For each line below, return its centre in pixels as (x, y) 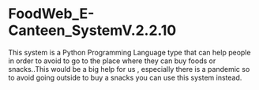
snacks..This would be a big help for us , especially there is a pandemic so (129, 69)
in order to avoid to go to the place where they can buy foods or (112, 61)
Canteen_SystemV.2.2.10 (92, 30)
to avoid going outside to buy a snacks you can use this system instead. (125, 77)
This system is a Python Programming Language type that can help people (129, 52)
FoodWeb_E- (51, 14)
